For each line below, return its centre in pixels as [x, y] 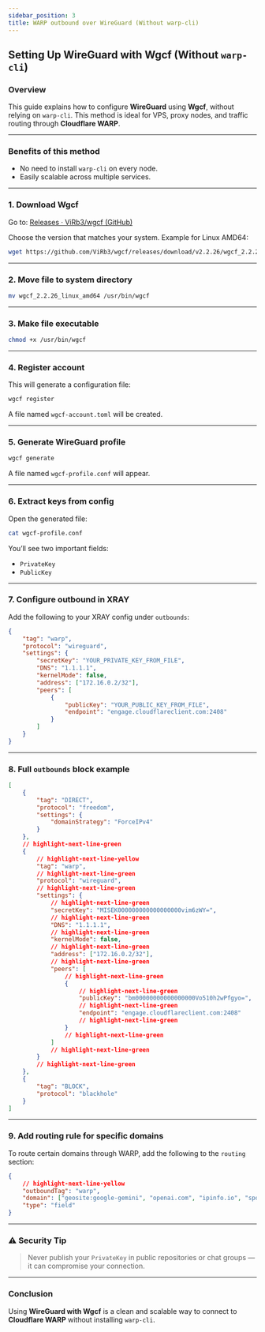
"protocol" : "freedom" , [75, 807]
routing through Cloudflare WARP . [64, 124]
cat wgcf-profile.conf [45, 533]
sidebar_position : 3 [42, 15]
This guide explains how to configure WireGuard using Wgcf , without [121, 107]
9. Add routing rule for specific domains [86, 1136]
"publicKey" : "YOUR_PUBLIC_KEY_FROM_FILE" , [137, 705]
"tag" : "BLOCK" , [63, 1086]
